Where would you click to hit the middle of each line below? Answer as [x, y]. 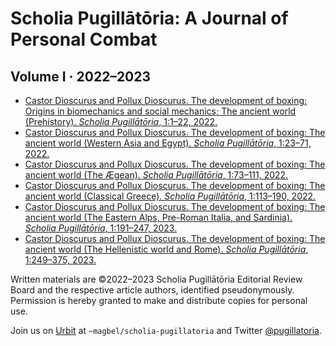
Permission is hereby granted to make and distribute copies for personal [159, 300]
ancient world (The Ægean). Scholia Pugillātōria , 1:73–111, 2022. [156, 175]
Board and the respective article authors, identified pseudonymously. [152, 290]
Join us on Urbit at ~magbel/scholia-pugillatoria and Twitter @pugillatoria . [166, 330]
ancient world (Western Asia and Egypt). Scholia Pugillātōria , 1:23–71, [168, 143]
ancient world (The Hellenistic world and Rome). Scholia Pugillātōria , [166, 249]
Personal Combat [84, 39]
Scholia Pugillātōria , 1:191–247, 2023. [101, 228]
